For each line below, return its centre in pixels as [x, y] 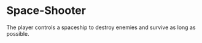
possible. [18, 33]
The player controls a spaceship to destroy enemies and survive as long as [101, 27]
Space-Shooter [46, 11]
